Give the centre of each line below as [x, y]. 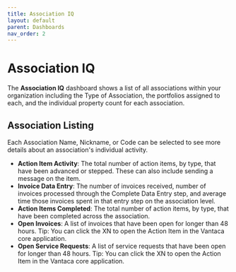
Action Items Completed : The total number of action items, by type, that [123, 208]
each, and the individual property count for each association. [96, 103]
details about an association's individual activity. [78, 150]
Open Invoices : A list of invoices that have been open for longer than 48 [123, 224]
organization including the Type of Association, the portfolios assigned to [114, 95]
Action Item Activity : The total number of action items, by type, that [117, 164]
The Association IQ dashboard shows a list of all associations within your [114, 88]
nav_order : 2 [26, 34]
